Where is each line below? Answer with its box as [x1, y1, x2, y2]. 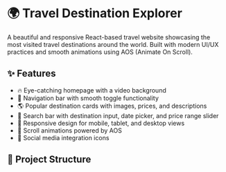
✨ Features [7, 68, 56, 79]
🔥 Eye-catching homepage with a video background [17, 86, 166, 94]
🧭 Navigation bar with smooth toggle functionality [17, 94, 159, 102]
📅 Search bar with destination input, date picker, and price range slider [17, 111, 219, 120]
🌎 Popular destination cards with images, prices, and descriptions [17, 102, 207, 110]
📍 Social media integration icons [17, 133, 110, 142]
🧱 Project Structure [7, 153, 92, 166]
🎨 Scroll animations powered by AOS [17, 126, 123, 135]
